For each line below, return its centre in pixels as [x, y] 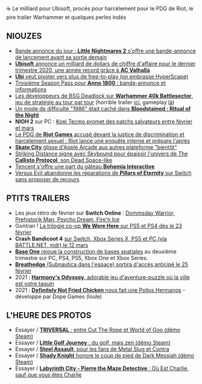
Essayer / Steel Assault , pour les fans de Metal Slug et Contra [92, 349]
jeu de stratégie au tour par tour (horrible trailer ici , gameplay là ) [95, 102]
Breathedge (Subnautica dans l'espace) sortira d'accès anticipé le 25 [101, 264]
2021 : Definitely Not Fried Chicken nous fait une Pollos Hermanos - [100, 290]
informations [31, 89]
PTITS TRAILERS [38, 198]
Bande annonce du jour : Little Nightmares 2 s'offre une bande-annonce [105, 51]
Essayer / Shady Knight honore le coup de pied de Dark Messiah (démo [105, 356]
